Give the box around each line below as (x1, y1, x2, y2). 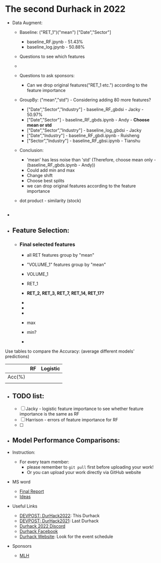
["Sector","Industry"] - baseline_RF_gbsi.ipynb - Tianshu (26, 138, 140, 144)
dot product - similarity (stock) (19, 198, 82, 204)
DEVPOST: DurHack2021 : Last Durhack (19, 518, 99, 524)
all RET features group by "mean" (26, 252, 94, 258)
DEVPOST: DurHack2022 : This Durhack (19, 512, 100, 518)
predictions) (5, 354, 29, 359)
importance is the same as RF (19, 411, 80, 416)
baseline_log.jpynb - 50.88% (26, 44, 85, 50)
